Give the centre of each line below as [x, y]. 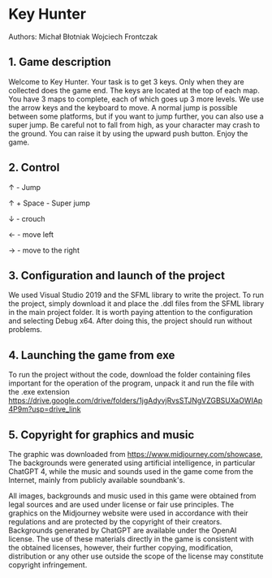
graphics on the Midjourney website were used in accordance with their [129, 513]
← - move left [31, 234]
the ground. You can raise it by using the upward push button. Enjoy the [128, 133]
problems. [25, 330]
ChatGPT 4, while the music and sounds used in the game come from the [131, 471]
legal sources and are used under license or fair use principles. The [121, 505]
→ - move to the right [44, 250]
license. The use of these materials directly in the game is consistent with [131, 539]
